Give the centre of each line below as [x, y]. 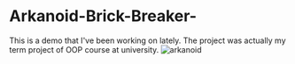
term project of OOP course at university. [84, 49]
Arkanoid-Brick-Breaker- [103, 16]
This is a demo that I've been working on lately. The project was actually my [147, 40]
